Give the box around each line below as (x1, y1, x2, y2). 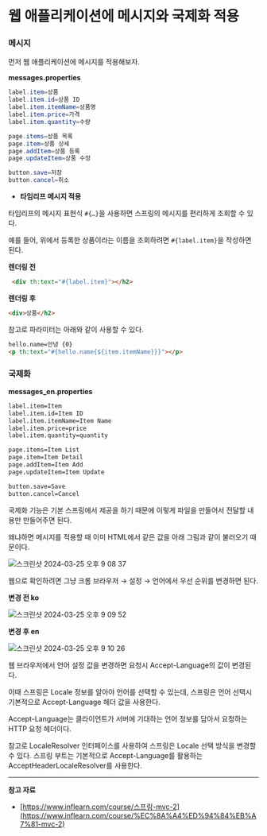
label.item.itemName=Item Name (8, 416, 112, 425)
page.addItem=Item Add (8, 461, 83, 469)
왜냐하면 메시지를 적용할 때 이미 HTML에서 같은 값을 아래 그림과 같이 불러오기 (8, 532, 249, 541)
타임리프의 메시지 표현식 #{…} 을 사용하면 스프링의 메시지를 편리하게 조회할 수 (8, 208, 246, 219)
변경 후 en (8, 626, 40, 636)
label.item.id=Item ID (8, 409, 83, 417)
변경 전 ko (8, 593, 40, 602)
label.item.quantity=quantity (8, 432, 109, 439)
